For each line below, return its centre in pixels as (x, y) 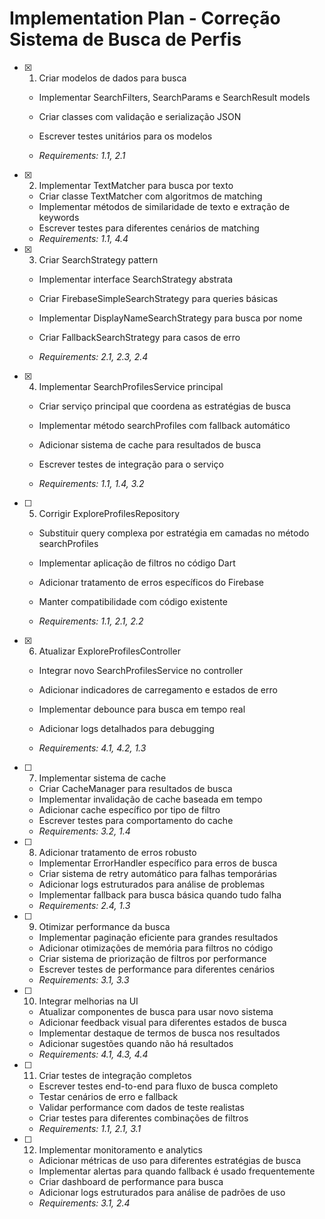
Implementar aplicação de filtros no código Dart (137, 563)
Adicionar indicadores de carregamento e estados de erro (158, 689)
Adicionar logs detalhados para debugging (126, 728)
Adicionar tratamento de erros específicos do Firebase (151, 582)
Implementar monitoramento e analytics (120, 1149)
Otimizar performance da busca (104, 926)
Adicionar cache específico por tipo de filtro (129, 809)
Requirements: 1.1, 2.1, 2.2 (91, 621)
